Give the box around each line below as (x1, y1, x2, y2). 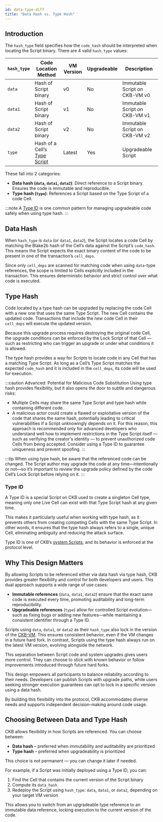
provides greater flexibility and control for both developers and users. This (5, 577, 154, 583)
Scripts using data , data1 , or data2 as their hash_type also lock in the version (5, 627, 157, 632)
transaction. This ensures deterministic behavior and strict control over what (5, 273, 158, 279)
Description (125, 65, 153, 72)
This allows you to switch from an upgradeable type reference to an (5, 802, 141, 807)
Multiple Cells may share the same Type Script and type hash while (12, 400, 147, 405)
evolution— (129, 607, 152, 613)
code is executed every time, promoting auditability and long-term (12, 596, 145, 602)
